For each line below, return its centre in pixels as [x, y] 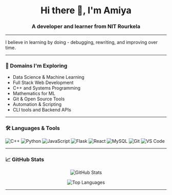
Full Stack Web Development [43, 82]
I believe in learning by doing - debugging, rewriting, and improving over [81, 42]
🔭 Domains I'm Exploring [36, 66]
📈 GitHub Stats [25, 159]
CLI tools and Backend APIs [42, 110]
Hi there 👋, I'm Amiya [86, 10]
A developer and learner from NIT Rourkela [86, 27]
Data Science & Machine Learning [48, 77]
